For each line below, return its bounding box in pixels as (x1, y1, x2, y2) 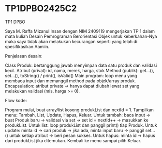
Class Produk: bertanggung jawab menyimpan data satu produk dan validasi (5, 62, 157, 68)
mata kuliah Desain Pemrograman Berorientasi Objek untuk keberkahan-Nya (5, 33, 157, 39)
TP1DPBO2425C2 (5, 3, 77, 14)
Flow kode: (5, 97, 27, 103)
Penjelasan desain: (5, 53, 43, 59)
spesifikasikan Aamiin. (5, 44, 50, 49)
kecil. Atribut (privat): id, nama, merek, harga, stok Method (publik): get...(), (5, 67, 155, 73)
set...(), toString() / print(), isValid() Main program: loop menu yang (5, 73, 137, 78)
